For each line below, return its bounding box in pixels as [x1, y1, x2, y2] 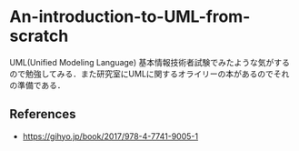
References [9, 106, 76, 122]
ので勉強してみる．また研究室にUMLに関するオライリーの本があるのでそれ [9, 68, 290, 79]
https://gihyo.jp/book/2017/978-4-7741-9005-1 [22, 130, 198, 142]
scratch [9, 25, 69, 46]
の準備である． [9, 79, 65, 90]
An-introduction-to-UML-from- [9, 6, 251, 27]
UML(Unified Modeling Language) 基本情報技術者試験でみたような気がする [9, 56, 291, 67]
